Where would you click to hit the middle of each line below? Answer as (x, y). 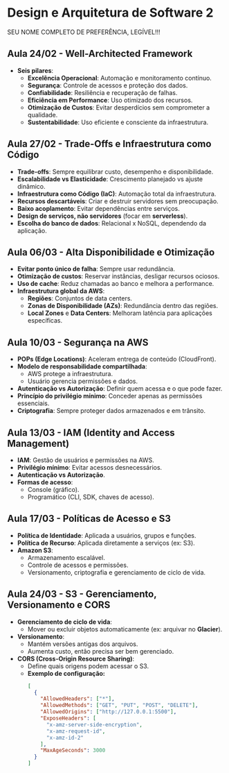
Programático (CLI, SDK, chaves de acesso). (91, 497)
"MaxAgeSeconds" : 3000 (73, 751)
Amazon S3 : (35, 550)
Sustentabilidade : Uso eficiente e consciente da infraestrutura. (118, 122)
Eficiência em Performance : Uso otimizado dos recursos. (110, 100)
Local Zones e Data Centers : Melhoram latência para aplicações (120, 313)
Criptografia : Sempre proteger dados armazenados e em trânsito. (111, 411)
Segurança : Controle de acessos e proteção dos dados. (108, 85)
